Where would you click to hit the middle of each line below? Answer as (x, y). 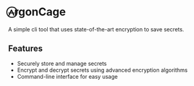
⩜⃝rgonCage (37, 12)
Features (25, 49)
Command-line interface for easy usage (67, 76)
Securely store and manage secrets (62, 63)
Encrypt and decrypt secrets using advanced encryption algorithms (102, 70)
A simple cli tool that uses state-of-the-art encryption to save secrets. (96, 29)
